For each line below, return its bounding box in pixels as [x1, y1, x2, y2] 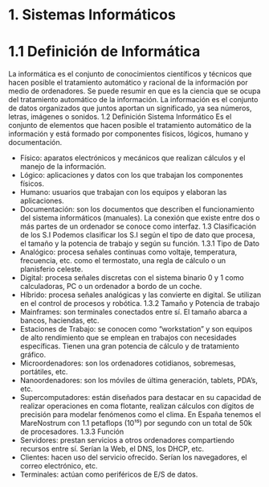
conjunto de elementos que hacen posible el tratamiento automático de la [8, 121, 251, 130]
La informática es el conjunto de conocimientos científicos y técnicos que [8, 69, 252, 79]
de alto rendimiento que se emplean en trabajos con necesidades [19, 332, 237, 343]
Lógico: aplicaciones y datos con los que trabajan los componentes [19, 171, 243, 180]
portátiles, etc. [19, 367, 68, 377]
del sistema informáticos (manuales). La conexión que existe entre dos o [19, 213, 260, 223]
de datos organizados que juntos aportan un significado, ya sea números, [8, 103, 252, 113]
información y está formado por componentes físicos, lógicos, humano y [8, 129, 249, 138]
